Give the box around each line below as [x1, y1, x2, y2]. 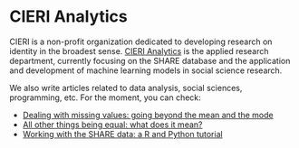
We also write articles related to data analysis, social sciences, [9, 82, 243, 93]
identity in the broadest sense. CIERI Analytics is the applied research [9, 45, 269, 56]
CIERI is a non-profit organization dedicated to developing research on [9, 36, 273, 47]
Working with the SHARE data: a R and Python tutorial [22, 128, 224, 139]
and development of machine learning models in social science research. [9, 65, 283, 76]
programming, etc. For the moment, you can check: [9, 92, 201, 103]
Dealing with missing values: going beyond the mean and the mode [22, 109, 274, 120]
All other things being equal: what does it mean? [22, 119, 203, 130]
